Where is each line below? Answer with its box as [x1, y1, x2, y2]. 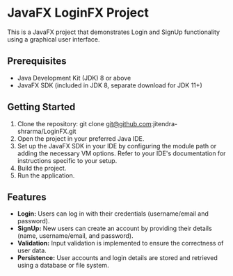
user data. [17, 246, 47, 255]
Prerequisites [7, 55, 67, 67]
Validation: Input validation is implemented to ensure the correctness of [17, 239, 224, 248]
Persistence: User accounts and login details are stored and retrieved [17, 254, 218, 262]
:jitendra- [151, 119, 178, 128]
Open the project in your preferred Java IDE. [17, 134, 145, 143]
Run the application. [17, 171, 75, 180]
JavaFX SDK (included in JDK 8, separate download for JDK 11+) [17, 81, 203, 89]
